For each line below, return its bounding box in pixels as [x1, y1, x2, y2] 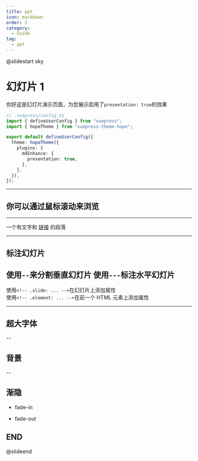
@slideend [6, 447, 32, 455]
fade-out [14, 415, 37, 422]
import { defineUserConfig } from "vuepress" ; [6, 118, 123, 124]
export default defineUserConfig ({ [6, 134, 94, 140]
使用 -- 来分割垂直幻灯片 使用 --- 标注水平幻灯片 [6, 269, 175, 280]
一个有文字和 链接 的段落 [6, 223, 66, 230]
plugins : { [16, 145, 44, 151]
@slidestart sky [6, 57, 44, 65]
